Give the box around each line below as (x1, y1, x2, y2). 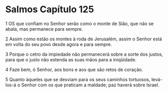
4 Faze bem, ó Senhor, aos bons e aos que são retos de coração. (5, 66, 143, 73)
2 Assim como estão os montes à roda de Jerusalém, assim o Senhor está (5, 36, 162, 42)
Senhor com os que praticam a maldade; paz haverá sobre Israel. (21, 82, 160, 88)
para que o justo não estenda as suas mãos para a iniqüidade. (5, 56, 137, 62)
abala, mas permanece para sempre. (5, 26, 83, 32)
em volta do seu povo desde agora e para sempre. (5, 41, 112, 47)
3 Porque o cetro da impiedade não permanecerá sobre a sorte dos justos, (5, 51, 163, 57)
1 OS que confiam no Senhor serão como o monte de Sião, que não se (5, 20, 154, 27)
